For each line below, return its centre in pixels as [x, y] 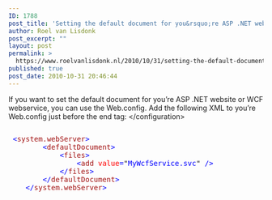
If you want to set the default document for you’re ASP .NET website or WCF [136, 99]
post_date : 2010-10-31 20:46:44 [63, 76]
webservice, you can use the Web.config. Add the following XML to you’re [132, 108]
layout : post [30, 46]
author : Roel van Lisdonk [52, 31]
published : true [36, 69]
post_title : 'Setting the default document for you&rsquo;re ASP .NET [130, 23]
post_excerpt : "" [38, 38]
